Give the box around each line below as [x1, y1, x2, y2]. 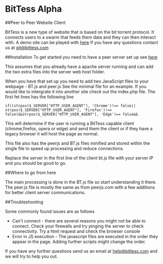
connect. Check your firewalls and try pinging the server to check [12, 223, 144, 229]
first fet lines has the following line [5, 94, 74, 100]
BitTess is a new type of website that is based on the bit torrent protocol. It [5, 29, 154, 35]
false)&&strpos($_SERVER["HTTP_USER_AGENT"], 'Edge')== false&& [5, 111, 138, 117]
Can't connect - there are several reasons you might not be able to [12, 218, 146, 223]
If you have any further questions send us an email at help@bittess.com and [5, 248, 158, 254]
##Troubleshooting [5, 199, 44, 205]
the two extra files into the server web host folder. [5, 68, 105, 74]
